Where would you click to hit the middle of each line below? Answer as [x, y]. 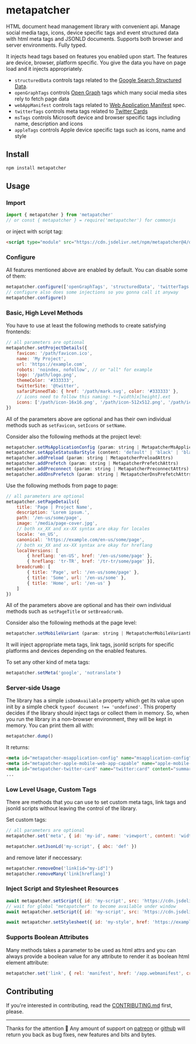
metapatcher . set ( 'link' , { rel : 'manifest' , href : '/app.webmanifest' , [95, 973]
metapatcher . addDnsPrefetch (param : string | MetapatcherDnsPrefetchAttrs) [100, 474]
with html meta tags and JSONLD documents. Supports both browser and [94, 39]
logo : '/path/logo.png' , [47, 375]
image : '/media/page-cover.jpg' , [57, 523]
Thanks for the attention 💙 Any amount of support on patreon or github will [96, 1029]
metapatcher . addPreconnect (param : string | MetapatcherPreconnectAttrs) [98, 469]
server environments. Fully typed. [46, 45]
